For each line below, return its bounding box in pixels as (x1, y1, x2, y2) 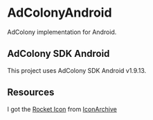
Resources (7, 87, 55, 98)
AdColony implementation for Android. (7, 28, 117, 36)
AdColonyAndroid (7, 5, 112, 21)
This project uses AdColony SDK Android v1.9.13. (7, 66, 147, 74)
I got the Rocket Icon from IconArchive (7, 105, 118, 113)
